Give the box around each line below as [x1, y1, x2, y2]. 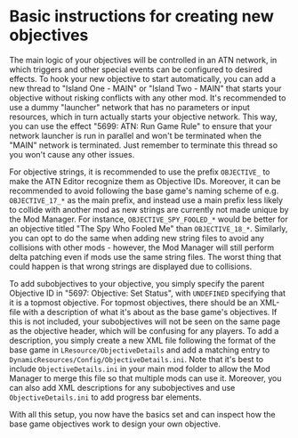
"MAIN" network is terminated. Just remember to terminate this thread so [9, 140, 278, 150]
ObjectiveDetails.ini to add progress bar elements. [9, 392, 202, 402]
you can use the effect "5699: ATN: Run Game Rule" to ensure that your [9, 120, 273, 131]
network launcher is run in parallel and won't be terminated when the [9, 130, 262, 141]
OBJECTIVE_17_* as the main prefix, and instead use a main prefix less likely [9, 194, 283, 206]
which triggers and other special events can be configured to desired [9, 64, 263, 75]
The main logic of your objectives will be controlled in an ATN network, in [9, 54, 278, 65]
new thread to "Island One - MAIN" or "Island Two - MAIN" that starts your [9, 83, 282, 93]
